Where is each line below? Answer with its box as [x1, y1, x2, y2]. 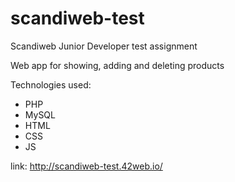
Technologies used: [10, 78, 92, 91]
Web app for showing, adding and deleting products [10, 59, 225, 71]
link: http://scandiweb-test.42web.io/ [10, 160, 163, 172]
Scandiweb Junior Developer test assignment [10, 40, 198, 52]
